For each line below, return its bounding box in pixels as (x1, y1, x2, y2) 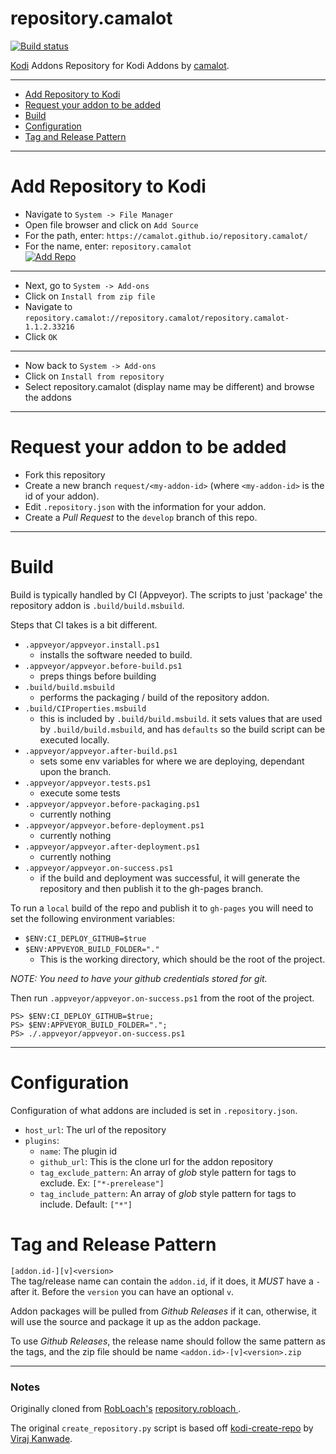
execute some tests (39, 787, 121, 799)
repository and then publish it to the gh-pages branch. (39, 882, 264, 894)
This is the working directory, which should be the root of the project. (39, 953, 326, 965)
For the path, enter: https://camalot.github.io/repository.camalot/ (24, 229, 308, 241)
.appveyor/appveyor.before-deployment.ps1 (24, 820, 205, 831)
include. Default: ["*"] (39, 1198, 133, 1210)
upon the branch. (39, 765, 112, 777)
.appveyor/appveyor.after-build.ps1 (24, 746, 178, 756)
